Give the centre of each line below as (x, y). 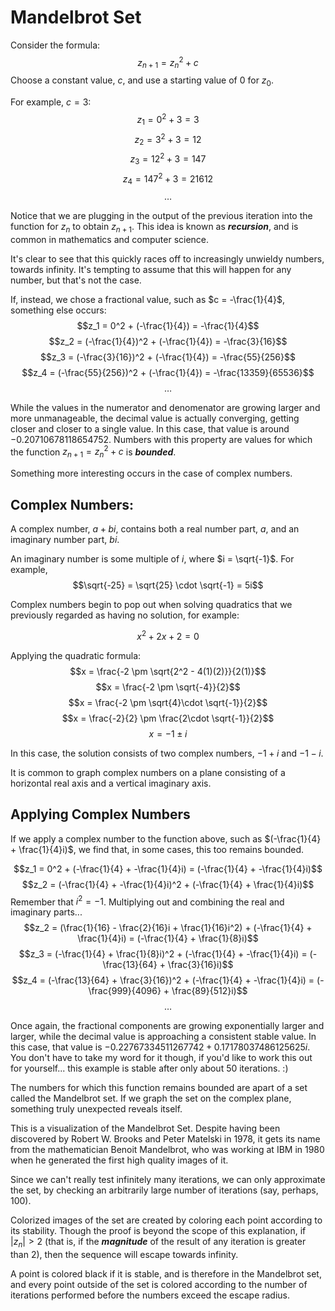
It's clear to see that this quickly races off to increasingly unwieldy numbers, (167, 258)
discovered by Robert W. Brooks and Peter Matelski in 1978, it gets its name (165, 1139)
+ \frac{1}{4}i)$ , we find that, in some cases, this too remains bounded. (157, 849)
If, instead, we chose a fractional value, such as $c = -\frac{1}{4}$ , (148, 299)
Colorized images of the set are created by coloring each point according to (166, 1220)
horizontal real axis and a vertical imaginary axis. (111, 783)
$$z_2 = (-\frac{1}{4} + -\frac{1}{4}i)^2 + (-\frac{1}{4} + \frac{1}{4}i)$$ (168, 884)
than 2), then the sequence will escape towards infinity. (124, 1254)
